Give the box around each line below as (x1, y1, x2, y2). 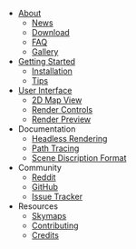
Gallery (31, 46, 59, 57)
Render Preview (31, 114, 92, 124)
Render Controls (31, 105, 93, 115)
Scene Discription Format (31, 153, 127, 163)
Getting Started (17, 56, 75, 66)
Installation (31, 65, 73, 76)
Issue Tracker (31, 191, 83, 202)
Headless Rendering (31, 134, 108, 144)
